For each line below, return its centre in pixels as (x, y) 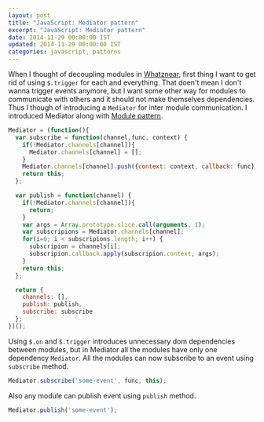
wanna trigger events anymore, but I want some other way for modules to (127, 91)
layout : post (29, 15)
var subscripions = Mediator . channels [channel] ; (103, 232)
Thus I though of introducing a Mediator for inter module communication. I (128, 107)
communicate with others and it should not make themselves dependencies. (132, 99)
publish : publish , (52, 304)
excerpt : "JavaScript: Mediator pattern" (77, 30)
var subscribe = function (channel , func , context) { (102, 137)
